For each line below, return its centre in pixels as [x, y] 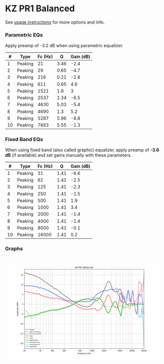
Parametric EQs [24, 35]
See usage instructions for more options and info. [55, 22]
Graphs [14, 249]
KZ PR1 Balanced [40, 9]
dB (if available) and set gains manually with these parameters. [69, 155]
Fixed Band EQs [24, 139]
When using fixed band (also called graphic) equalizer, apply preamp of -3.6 [82, 150]
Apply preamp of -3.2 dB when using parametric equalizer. [64, 46]
